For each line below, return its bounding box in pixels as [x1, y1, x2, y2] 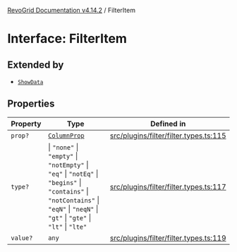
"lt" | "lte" [48, 222, 87, 232]
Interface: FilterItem [7, 31, 127, 47]
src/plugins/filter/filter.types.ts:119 [109, 233, 226, 243]
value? [11, 234, 33, 242]
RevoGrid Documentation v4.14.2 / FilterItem [7, 6, 136, 14]
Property [11, 119, 42, 128]
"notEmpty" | [48, 160, 90, 169]
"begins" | [48, 177, 82, 187]
